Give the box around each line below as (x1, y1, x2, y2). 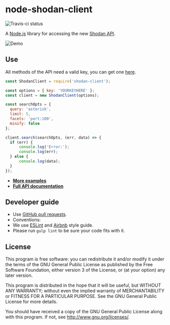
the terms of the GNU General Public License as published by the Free (5, 262, 153, 268)
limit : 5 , (10, 112, 31, 117)
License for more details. (5, 298, 58, 305)
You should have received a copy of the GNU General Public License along (5, 309, 162, 315)
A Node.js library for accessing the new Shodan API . (5, 30, 116, 36)
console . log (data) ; (18, 159, 60, 164)
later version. (5, 272, 33, 278)
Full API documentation (12, 183, 64, 189)
